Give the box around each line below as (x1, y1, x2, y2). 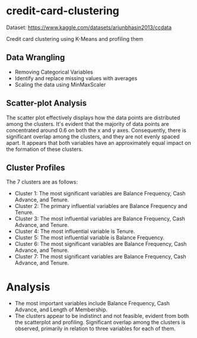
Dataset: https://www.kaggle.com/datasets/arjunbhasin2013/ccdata (6, 24, 172, 31)
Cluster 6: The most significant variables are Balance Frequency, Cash (14, 241, 187, 248)
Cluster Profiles (6, 162, 65, 173)
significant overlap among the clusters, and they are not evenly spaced (6, 132, 180, 140)
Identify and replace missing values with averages (14, 74, 138, 81)
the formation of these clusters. (6, 146, 83, 153)
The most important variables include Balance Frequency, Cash (14, 300, 170, 307)
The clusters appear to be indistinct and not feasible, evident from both (14, 312, 189, 320)
